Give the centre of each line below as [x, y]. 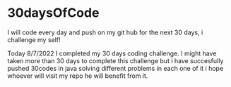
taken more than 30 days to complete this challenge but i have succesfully [115, 60]
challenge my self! [34, 39]
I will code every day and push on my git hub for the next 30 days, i [105, 32]
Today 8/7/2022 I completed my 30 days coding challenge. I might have [112, 53]
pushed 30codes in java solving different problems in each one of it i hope [115, 68]
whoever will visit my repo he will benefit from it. [78, 76]
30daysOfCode [53, 13]
